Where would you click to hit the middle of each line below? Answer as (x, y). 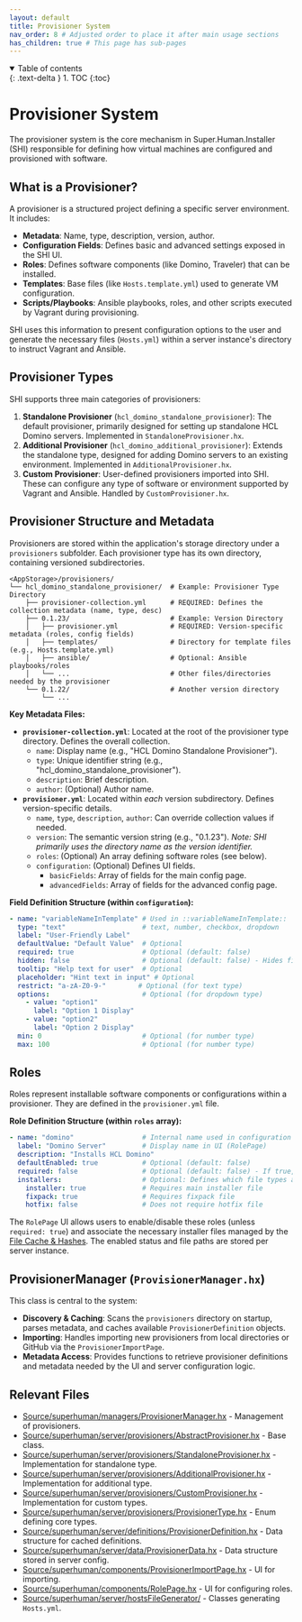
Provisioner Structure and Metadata (112, 522)
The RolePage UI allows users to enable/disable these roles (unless (133, 1222)
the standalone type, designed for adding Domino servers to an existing (155, 454)
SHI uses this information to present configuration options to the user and (145, 330)
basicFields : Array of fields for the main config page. (148, 875)
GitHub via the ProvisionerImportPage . (93, 1347)
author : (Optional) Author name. (95, 789)
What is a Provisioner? (73, 187)
